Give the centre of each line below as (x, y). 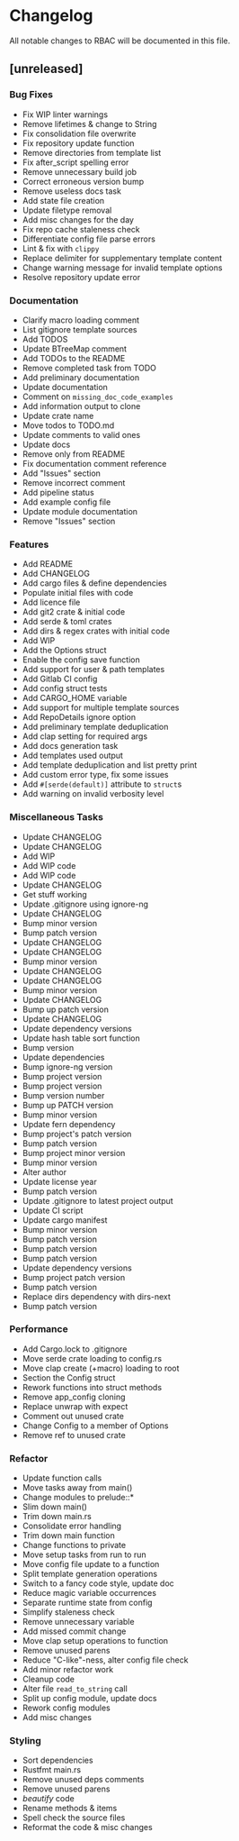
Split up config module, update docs (89, 1699)
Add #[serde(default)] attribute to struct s (102, 784)
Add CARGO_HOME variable (75, 698)
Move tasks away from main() (77, 1488)
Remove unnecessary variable (78, 1622)
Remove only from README (74, 454)
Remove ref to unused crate (74, 1435)
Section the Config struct (69, 1377)
